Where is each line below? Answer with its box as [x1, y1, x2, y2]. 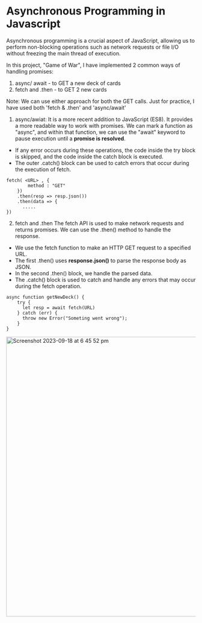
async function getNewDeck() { [6, 294, 85, 300]
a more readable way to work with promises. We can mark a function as [14, 122, 193, 129]
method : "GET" [28, 183, 66, 189]
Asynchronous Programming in [6, 4, 166, 18]
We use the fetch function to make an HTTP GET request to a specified [14, 244, 191, 251]
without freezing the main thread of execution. [6, 49, 121, 57]
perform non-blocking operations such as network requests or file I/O [6, 43, 179, 51]
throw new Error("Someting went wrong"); [22, 315, 128, 321]
